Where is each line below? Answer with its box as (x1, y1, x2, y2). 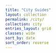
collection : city (5, 21, 42, 27)
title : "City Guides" (5, 7, 51, 13)
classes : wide (5, 31, 36, 36)
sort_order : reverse (5, 40, 49, 45)
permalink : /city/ (5, 17, 44, 22)
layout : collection (5, 12, 47, 17)
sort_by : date (5, 36, 36, 41)
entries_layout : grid (5, 26, 51, 31)
